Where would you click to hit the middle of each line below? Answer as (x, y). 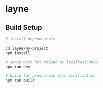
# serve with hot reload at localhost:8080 (52, 62)
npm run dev (18, 67)
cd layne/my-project (27, 48)
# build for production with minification (50, 76)
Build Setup (24, 28)
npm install (18, 53)
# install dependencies (30, 39)
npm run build (20, 81)
